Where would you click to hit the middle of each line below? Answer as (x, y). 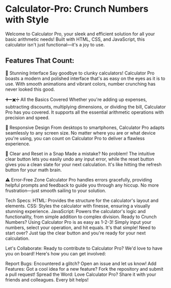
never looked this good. (30, 89)
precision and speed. (28, 117)
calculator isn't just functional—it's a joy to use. (55, 44)
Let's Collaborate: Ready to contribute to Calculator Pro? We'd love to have (84, 248)
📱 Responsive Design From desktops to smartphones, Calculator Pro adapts (85, 127)
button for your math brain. (34, 170)
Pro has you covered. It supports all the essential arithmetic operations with (85, 112)
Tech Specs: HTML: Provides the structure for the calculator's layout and (82, 200)
